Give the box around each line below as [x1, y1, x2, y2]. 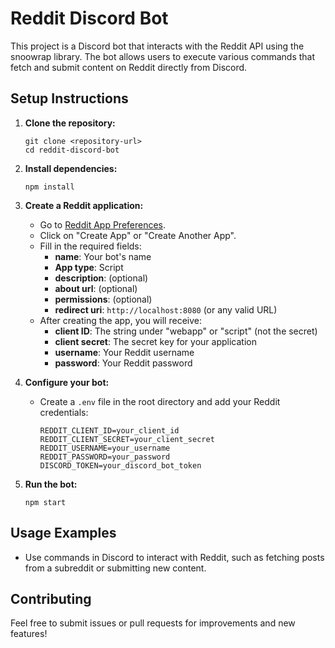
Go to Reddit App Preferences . [39, 218, 167, 231]
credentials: [39, 406, 89, 418]
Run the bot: [24, 478, 78, 490]
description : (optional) [54, 272, 149, 284]
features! [10, 628, 48, 640]
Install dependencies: [24, 162, 118, 174]
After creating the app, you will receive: [39, 314, 202, 326]
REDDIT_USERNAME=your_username [39, 443, 171, 453]
